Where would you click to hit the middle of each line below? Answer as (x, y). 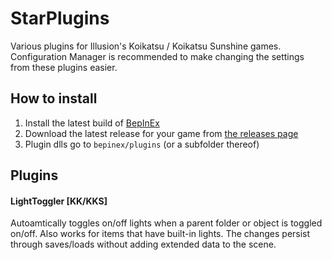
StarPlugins (60, 18)
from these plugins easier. (64, 67)
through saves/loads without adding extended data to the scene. (143, 244)
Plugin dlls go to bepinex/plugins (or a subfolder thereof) (142, 144)
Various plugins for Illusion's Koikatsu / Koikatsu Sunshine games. (146, 46)
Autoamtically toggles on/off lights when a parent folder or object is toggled (166, 223)
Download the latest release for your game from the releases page (161, 133)
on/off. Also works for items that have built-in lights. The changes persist (160, 234)
